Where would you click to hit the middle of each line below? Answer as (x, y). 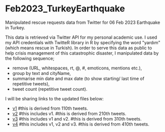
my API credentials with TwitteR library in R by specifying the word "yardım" (83, 42)
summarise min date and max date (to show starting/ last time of (78, 78)
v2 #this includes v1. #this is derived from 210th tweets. (69, 113)
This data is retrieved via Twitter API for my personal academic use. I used (81, 37)
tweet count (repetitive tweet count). (50, 89)
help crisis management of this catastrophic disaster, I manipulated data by (82, 53)
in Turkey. (15, 27)
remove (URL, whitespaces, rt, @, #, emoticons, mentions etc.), (77, 68)
